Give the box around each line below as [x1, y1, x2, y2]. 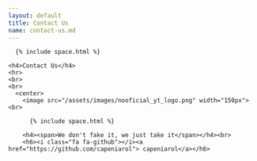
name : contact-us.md [8, 26, 77, 34]
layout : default [8, 11, 62, 20]
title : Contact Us [8, 19, 69, 27]
